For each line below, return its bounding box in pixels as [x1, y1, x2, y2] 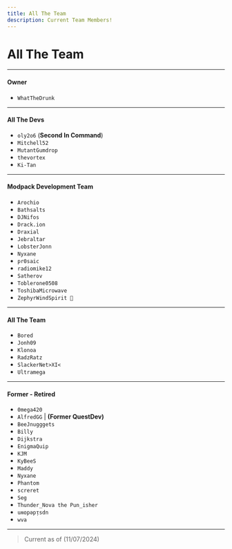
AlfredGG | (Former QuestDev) [17, 412, 105, 421]
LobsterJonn [17, 243, 52, 251]
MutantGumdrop [17, 146, 58, 154]
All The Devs [7, 115, 45, 124]
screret [17, 488, 39, 494]
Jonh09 [17, 340, 37, 347]
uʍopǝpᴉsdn [17, 509, 49, 517]
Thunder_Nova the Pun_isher [17, 502, 98, 509]
